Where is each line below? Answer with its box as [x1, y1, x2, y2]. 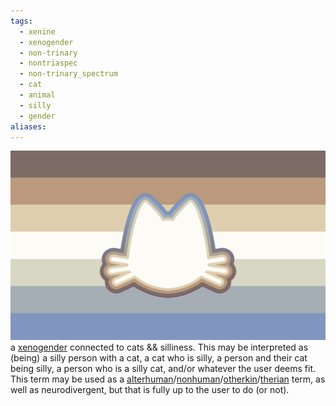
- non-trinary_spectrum [19, 69, 118, 79]
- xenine [19, 26, 56, 37]
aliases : [10, 121, 47, 132]
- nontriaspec [19, 58, 78, 69]
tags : [10, 16, 33, 26]
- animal [19, 90, 56, 100]
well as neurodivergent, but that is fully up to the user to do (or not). [10, 383, 290, 395]
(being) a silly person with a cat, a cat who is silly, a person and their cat [10, 351, 308, 364]
